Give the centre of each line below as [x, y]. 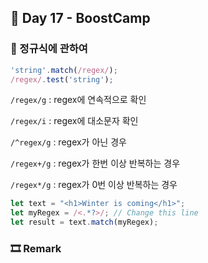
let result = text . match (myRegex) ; [84, 222]
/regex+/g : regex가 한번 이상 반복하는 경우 [95, 163]
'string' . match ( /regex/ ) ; [64, 70]
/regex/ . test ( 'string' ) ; [62, 79]
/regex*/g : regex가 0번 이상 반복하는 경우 [94, 185]
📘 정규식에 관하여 [49, 49]
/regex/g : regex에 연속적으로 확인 [78, 100]
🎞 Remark [36, 248]
